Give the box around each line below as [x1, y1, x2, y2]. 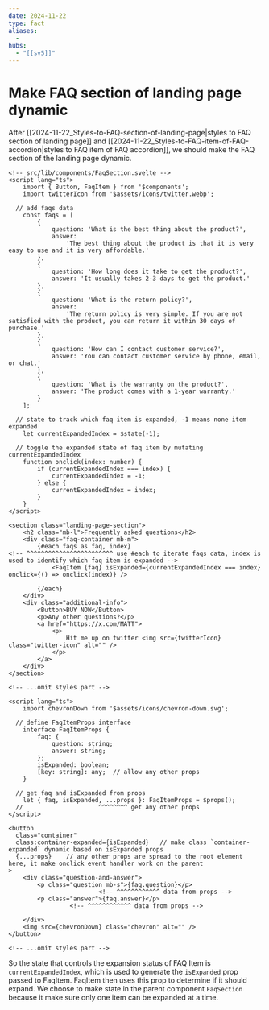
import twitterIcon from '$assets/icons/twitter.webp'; [23, 190, 215, 198]
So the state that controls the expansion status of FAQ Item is [8, 958, 211, 967]
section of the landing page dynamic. [8, 153, 132, 163]
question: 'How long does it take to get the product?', [51, 267, 247, 275]
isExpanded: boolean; [37, 760, 110, 769]
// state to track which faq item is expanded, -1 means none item [15, 416, 247, 424]
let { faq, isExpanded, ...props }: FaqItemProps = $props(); [23, 796, 236, 804]
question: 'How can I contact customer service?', [51, 345, 226, 353]
